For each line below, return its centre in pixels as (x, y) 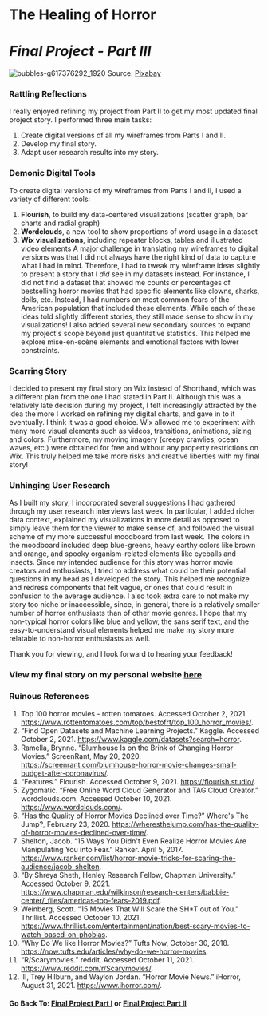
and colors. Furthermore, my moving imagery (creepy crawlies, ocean (124, 439)
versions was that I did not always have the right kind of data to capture (138, 256)
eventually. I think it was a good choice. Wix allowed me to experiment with (132, 423)
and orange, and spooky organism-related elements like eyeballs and (122, 554)
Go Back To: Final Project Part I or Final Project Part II (98, 1003)
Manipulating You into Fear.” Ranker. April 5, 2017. (102, 849)
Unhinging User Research (60, 485)
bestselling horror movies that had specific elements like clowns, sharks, (140, 291)
